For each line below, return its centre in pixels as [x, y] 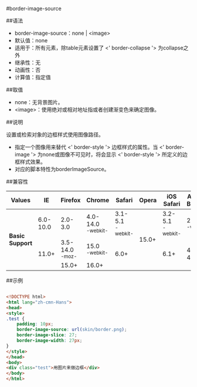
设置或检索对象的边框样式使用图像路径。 [55, 134]
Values [21, 200]
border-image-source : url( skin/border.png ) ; [72, 330]
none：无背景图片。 [39, 102]
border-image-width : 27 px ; [50, 341]
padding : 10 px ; [35, 324]
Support [21, 243]
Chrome [98, 200]
